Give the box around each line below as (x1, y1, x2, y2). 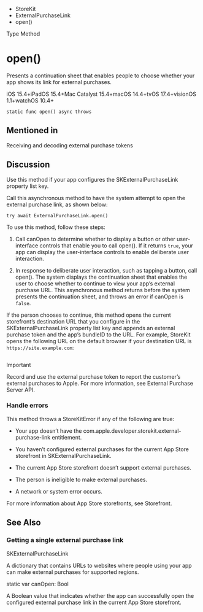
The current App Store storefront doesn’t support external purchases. (15, 463, 191, 471)
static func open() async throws (6, 109, 92, 115)
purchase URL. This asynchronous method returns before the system (15, 286, 190, 293)
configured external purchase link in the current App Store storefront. (6, 598, 182, 606)
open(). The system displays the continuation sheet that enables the (15, 273, 188, 281)
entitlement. (52, 433, 82, 441)
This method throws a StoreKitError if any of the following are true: (6, 415, 175, 422)
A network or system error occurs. (15, 487, 103, 495)
